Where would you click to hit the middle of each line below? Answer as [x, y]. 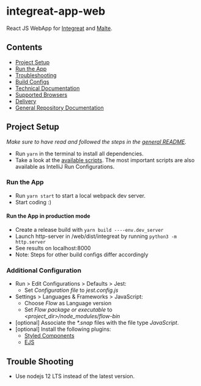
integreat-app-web [56, 11]
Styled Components [49, 336]
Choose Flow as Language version [68, 303]
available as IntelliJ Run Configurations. [65, 166]
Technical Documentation [47, 88]
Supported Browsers [41, 95]
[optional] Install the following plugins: [63, 329]
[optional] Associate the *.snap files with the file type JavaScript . [97, 323]
